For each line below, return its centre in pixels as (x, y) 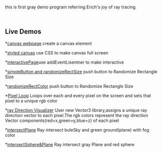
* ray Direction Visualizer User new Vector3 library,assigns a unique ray (76, 110)
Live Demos (23, 32)
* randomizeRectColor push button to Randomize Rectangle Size (69, 86)
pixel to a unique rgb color (31, 101)
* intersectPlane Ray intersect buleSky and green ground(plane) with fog (77, 130)
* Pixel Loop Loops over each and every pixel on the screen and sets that (78, 95)
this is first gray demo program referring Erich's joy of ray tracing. (71, 7)
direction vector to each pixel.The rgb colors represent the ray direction (77, 115)
